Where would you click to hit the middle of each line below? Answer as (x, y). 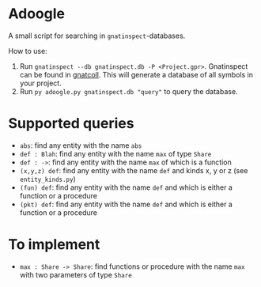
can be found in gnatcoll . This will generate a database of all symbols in (136, 74)
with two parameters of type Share (76, 274)
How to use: (28, 51)
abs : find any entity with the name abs (81, 145)
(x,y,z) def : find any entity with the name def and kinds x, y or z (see (134, 170)
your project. (40, 83)
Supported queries (71, 124)
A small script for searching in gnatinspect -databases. (97, 36)
